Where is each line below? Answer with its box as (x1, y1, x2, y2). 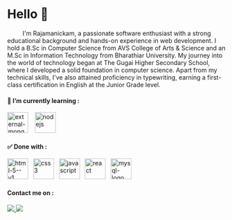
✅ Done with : (7, 142, 47, 151)
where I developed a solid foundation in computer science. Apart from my (7, 66, 217, 74)
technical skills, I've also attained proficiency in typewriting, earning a (7, 73, 206, 82)
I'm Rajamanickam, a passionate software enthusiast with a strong (22, 29, 211, 37)
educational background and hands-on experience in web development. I (7, 36, 217, 44)
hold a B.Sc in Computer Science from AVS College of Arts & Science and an (7, 44, 226, 52)
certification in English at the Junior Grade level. (23, 80, 161, 89)
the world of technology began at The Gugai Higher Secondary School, (7, 58, 210, 66)
